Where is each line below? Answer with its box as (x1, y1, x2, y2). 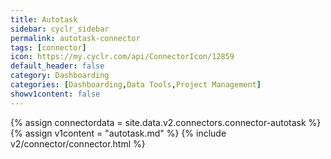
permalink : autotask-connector (10, 33, 141, 43)
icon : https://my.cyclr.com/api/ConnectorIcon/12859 (10, 52, 235, 62)
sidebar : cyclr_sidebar (10, 24, 110, 34)
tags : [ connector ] (10, 42, 87, 53)
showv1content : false (10, 89, 101, 99)
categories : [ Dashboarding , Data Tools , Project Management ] (10, 80, 262, 90)
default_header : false (10, 61, 105, 71)
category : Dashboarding (10, 71, 110, 81)
